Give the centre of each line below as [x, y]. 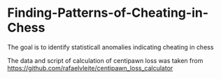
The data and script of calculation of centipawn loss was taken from [105, 60]
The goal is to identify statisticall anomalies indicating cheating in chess [110, 47]
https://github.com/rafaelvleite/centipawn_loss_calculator [90, 68]
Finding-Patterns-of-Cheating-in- [108, 13]
